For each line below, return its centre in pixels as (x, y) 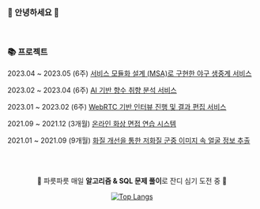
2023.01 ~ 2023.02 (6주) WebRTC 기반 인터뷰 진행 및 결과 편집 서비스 (117, 106)
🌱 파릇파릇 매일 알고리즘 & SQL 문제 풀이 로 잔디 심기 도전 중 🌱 (132, 181)
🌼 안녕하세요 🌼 (34, 12)
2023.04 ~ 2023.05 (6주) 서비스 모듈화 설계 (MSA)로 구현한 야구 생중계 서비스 (130, 73)
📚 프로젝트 (28, 52)
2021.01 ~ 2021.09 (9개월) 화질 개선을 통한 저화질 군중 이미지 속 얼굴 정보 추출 (129, 140)
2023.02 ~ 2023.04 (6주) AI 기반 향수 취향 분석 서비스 (92, 90)
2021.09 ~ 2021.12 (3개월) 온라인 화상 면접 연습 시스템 (92, 123)
